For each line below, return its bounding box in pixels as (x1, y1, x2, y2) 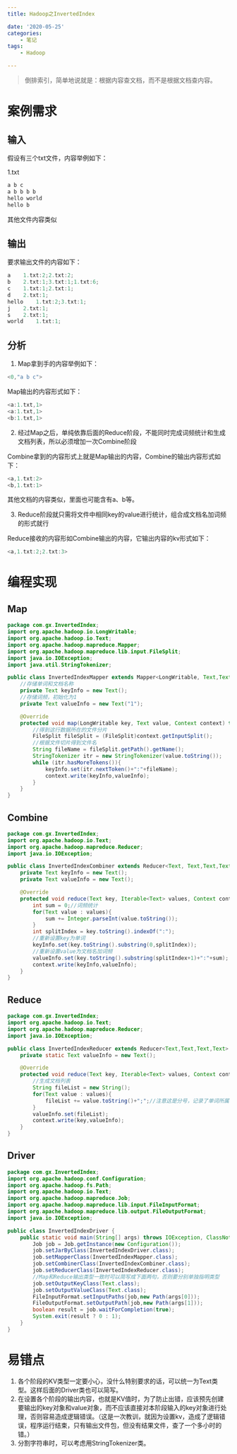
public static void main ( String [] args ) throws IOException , (20, 1234, 203, 1241)
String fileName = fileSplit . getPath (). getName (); (32, 746, 185, 754)
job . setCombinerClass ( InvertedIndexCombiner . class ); (32, 1260, 191, 1267)
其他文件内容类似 (7, 215, 57, 224)
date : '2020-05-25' (7, 23, 65, 30)
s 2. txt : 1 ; (7, 311, 49, 318)
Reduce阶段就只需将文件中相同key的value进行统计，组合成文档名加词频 (17, 510, 227, 519)
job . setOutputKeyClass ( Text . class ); (32, 1280, 140, 1287)
